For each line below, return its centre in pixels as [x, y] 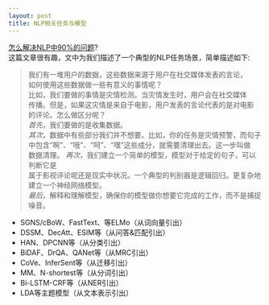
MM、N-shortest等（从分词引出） [76, 272]
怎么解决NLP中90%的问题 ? [53, 47]
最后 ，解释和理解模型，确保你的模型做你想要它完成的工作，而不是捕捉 [145, 195]
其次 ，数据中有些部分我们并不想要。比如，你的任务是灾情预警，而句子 [145, 134]
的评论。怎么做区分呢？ [67, 114]
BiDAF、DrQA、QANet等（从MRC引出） [86, 252]
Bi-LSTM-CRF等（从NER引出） [71, 282]
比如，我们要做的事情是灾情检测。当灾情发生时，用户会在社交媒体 [137, 94]
